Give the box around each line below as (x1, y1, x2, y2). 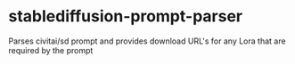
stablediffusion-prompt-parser (8, 6, 242, 27)
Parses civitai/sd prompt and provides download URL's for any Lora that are (8, 36, 286, 46)
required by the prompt (8, 44, 94, 55)
